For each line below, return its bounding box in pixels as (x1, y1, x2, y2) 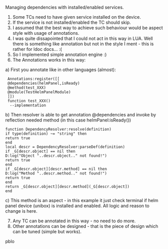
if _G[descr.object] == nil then (5, 149, 76, 154)
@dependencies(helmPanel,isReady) (7, 81, 80, 86)
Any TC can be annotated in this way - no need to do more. (12, 218, 136, 224)
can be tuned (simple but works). (12, 229, 82, 234)
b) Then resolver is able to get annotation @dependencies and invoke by (5, 112, 156, 117)
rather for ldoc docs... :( (12, 46, 62, 52)
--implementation (10, 103, 46, 108)
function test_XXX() (7, 98, 51, 103)
